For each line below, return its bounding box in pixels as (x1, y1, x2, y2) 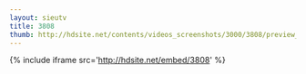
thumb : (9, 30, 35, 39)
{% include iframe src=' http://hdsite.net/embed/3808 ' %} (9, 55, 226, 66)
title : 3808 (9, 22, 55, 31)
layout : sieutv (9, 13, 67, 23)
